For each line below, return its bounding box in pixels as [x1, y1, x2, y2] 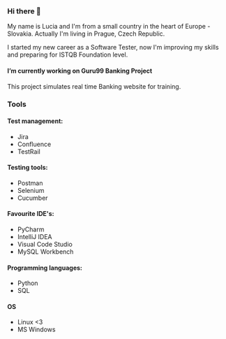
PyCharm [17, 225, 45, 233]
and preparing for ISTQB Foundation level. [7, 50, 128, 59]
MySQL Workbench [17, 247, 74, 256]
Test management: [7, 117, 63, 125]
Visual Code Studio [17, 240, 73, 249]
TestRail [17, 147, 40, 156]
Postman [17, 178, 43, 187]
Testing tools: [7, 164, 48, 172]
